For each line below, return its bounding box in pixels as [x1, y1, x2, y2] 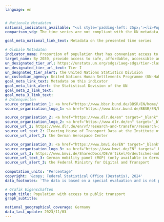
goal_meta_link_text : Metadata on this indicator [5, 79, 108, 84]
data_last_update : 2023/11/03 [5, 209, 67, 215]
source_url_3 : [5, 151, 34, 156]
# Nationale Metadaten [5, 20, 51, 25]
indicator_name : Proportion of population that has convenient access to [5, 52, 159, 57]
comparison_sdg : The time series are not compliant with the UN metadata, [5, 30, 161, 35]
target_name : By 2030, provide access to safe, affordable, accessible [5, 56, 154, 61]
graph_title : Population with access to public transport [5, 191, 125, 197]
